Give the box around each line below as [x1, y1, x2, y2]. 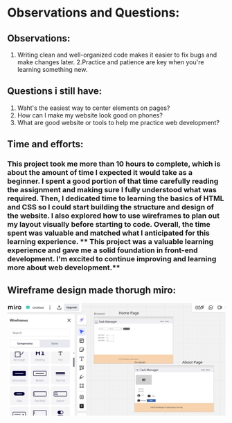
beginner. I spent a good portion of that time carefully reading [7, 176, 219, 186]
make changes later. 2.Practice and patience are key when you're [17, 58, 204, 66]
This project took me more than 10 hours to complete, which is [7, 159, 221, 169]
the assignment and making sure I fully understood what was [7, 185, 217, 195]
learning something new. [17, 66, 88, 73]
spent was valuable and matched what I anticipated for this [7, 228, 210, 238]
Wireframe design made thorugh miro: [7, 284, 177, 296]
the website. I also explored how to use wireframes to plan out [7, 211, 220, 220]
